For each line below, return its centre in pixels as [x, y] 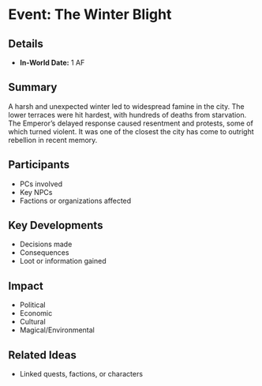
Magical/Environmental [57, 330]
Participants [39, 165]
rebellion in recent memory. [53, 140]
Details [26, 44]
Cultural [32, 322]
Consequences [44, 253]
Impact [26, 286]
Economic [36, 313]
